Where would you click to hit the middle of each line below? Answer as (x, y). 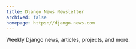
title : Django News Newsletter (45, 12)
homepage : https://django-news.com (51, 23)
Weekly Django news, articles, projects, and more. (68, 40)
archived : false (26, 17)
